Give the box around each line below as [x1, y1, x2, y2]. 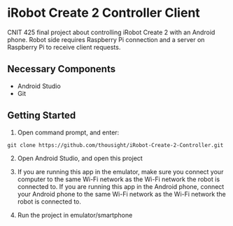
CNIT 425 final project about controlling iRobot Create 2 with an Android [7, 28, 216, 36]
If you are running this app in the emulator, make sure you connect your [17, 167, 224, 176]
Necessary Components [7, 63, 116, 75]
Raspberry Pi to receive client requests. [7, 43, 121, 51]
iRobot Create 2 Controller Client [7, 5, 201, 21]
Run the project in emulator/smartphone [17, 211, 133, 219]
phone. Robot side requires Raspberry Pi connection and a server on [7, 35, 205, 43]
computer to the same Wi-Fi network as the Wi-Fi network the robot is [17, 175, 220, 183]
